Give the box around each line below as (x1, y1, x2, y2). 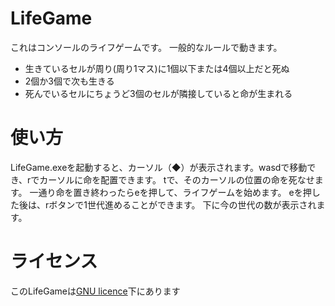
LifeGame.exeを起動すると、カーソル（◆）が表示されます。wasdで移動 (10, 161, 308, 173)
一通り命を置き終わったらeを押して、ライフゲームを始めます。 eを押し (29, 186, 321, 198)
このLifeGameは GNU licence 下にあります (10, 285, 181, 297)
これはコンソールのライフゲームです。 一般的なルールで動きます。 (10, 41, 283, 53)
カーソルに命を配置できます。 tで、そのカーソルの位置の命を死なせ (39, 173, 315, 186)
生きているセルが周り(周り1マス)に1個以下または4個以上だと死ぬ (24, 62, 290, 74)
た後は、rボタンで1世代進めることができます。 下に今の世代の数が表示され (10, 198, 317, 211)
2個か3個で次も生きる (24, 75, 115, 87)
